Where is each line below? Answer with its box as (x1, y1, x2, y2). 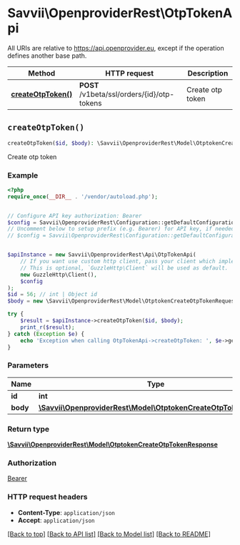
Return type (7, 424, 50, 434)
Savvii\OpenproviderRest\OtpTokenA (7, 5, 233, 21)
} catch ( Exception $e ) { (7, 330, 84, 337)
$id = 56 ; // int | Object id (7, 291, 98, 298)
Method (28, 68, 56, 78)
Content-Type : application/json (17, 508, 116, 516)
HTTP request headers (7, 492, 88, 502)
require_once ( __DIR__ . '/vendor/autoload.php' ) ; (7, 193, 159, 200)
